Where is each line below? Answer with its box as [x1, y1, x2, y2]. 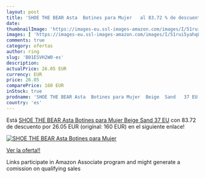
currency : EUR [6, 71, 43, 77]
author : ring [6, 49, 40, 55]
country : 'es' [6, 99, 43, 105]
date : [6, 20, 20, 26]
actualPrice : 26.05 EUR [6, 65, 67, 72]
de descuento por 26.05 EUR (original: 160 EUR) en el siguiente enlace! [6, 123, 185, 130]
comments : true [6, 37, 45, 43]
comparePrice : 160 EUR [6, 83, 64, 89]
